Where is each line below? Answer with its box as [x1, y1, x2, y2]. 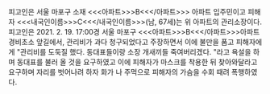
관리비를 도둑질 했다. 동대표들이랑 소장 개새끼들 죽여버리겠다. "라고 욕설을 [19, 47, 251, 56]
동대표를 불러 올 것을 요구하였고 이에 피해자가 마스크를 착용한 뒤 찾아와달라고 [16, 57, 258, 67]
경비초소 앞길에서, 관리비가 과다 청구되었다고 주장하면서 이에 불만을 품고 [8, 37, 235, 47]
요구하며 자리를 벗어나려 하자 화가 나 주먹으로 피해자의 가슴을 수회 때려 [8, 67, 230, 76]
